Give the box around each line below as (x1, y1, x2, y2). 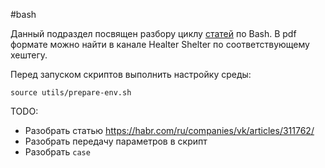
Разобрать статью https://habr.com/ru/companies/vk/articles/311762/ (24, 125, 315, 136)
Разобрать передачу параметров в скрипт (24, 135, 208, 147)
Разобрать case (24, 146, 91, 158)
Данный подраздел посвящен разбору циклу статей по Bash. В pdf (10, 28, 297, 39)
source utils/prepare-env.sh (10, 88, 132, 98)
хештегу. (10, 49, 48, 61)
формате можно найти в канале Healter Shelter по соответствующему (10, 39, 310, 50)
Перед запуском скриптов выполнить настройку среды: (10, 69, 252, 80)
